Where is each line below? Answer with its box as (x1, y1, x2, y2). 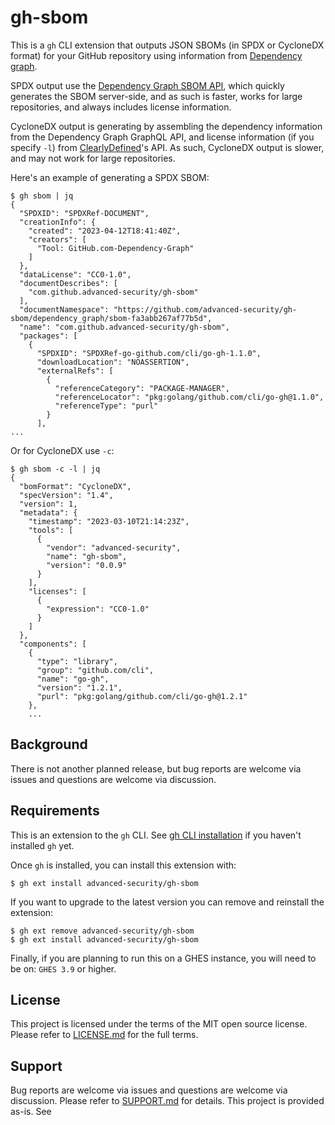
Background (10, 736, 88, 753)
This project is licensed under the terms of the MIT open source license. (10, 1018, 308, 1030)
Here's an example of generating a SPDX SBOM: (10, 171, 210, 183)
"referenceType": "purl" (54, 401, 159, 411)
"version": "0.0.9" (46, 560, 128, 570)
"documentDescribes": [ (19, 278, 118, 288)
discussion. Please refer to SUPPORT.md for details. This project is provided (10, 1095, 325, 1107)
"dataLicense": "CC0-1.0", (19, 269, 132, 280)
